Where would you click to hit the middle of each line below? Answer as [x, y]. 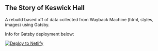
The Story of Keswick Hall [45, 8]
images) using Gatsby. [27, 25]
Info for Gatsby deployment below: [39, 34]
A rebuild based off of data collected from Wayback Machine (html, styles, [79, 19]
